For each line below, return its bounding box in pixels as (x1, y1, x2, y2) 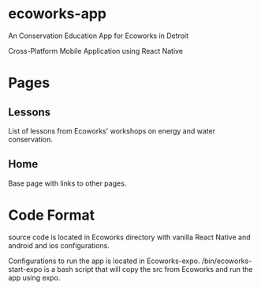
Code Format (8, 206, 95, 224)
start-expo (8, 264, 43, 273)
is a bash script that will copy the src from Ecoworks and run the (43, 264, 254, 273)
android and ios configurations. (8, 240, 110, 250)
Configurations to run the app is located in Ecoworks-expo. (8, 256, 200, 266)
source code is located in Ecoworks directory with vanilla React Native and (8, 232, 251, 242)
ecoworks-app (8, 5, 106, 23)
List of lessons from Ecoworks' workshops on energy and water (8, 126, 215, 135)
